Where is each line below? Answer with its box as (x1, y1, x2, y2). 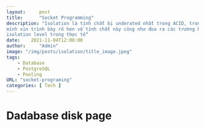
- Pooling (17, 71, 43, 77)
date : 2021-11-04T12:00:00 (6, 37, 84, 43)
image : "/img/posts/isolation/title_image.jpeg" (6, 49, 132, 55)
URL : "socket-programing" (6, 77, 72, 83)
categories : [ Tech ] (6, 83, 62, 89)
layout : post (6, 9, 51, 15)
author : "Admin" (6, 43, 59, 49)
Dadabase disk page (6, 109, 112, 123)
